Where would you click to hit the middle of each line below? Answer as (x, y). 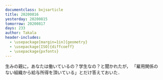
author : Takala (21, 33)
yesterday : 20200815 (27, 19)
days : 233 (15, 28)
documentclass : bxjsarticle (34, 10)
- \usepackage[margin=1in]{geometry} (49, 42)
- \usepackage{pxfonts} (34, 51)
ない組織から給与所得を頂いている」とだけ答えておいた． (64, 72)
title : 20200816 (22, 14)
